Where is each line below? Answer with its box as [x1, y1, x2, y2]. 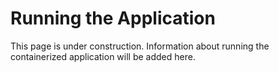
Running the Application [10, 7, 216, 30]
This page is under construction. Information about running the [10, 40, 270, 52]
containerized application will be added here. [10, 50, 196, 62]
